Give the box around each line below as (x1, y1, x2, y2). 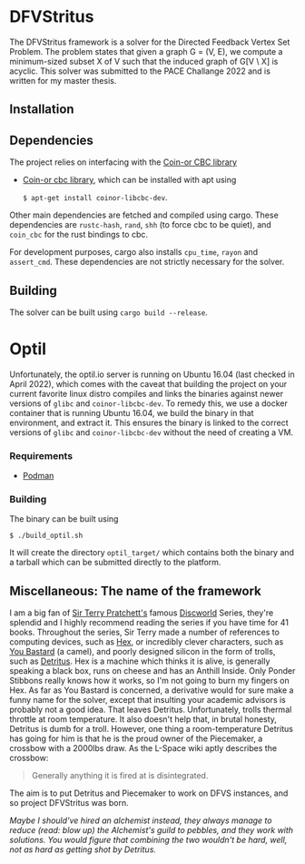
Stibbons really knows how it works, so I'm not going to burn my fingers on (9, 676, 290, 686)
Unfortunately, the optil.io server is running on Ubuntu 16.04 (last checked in (9, 369, 295, 380)
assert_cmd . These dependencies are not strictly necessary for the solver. (9, 257, 285, 268)
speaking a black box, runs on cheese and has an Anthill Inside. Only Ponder (9, 666, 296, 676)
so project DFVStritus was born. (9, 798, 129, 808)
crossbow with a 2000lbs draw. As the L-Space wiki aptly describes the (9, 743, 278, 754)
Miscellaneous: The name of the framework (9, 583, 261, 598)
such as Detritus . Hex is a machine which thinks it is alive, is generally (9, 656, 271, 666)
